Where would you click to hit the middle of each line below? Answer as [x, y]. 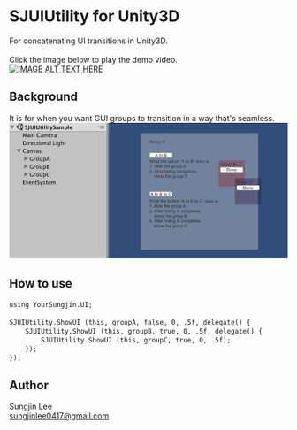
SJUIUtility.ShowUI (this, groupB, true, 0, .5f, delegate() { [144, 332]
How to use [41, 284]
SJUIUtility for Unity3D [95, 16]
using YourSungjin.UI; [51, 305]
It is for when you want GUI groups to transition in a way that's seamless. [142, 118]
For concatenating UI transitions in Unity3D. [88, 41]
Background [43, 97]
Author [29, 385]
